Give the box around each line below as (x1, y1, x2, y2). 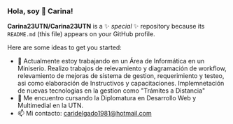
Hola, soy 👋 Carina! (7, 6, 73, 16)
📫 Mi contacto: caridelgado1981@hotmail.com (17, 109, 152, 118)
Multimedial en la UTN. (17, 101, 84, 110)
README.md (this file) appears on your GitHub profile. (7, 30, 155, 38)
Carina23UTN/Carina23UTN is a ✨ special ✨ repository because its (7, 22, 205, 31)
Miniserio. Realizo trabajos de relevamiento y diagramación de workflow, (17, 64, 227, 72)
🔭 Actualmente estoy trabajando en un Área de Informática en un (17, 57, 205, 65)
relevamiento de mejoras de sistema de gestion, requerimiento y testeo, (17, 72, 225, 80)
